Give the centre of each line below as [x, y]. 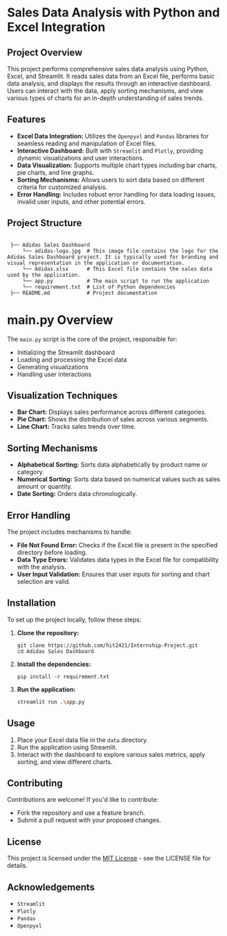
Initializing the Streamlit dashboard [66, 352]
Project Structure [44, 223]
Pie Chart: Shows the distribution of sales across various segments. [113, 419]
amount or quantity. [45, 487]
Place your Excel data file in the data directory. [82, 740]
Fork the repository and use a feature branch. [81, 813]
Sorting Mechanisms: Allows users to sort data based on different [111, 180]
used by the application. [44, 275]
